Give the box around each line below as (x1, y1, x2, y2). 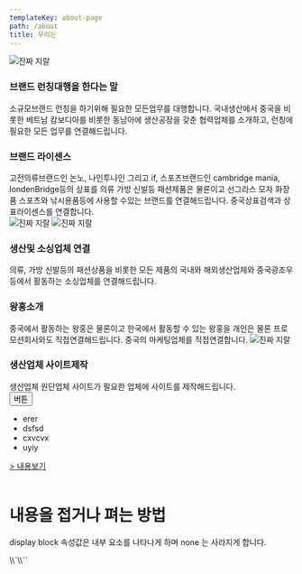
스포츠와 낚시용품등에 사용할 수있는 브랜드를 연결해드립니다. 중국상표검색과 (18, 195, 282, 206)
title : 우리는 (9, 30, 57, 39)
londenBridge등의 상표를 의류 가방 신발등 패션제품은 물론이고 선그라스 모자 (9, 183, 273, 194)
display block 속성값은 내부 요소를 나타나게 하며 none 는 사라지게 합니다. (9, 536, 267, 547)
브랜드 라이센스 (9, 150, 72, 162)
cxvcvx (22, 432, 50, 443)
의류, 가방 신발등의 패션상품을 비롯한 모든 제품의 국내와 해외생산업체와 (9, 264, 255, 275)
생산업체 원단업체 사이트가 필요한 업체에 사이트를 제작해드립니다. (9, 381, 236, 392)
